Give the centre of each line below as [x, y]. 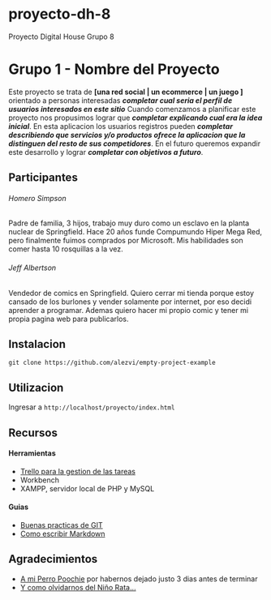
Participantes [43, 178]
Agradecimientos [53, 559]
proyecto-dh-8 [60, 14]
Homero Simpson [37, 198]
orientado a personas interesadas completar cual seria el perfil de [120, 100]
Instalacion [37, 344]
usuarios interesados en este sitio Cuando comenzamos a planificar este [132, 109]
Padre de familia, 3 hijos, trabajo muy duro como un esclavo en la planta [129, 223]
